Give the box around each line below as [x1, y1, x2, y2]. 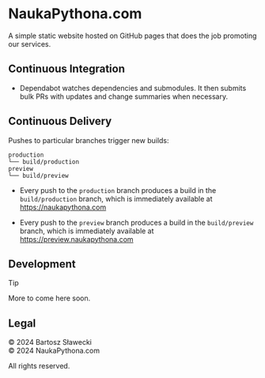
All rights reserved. [8, 361, 70, 371]
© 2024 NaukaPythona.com [8, 346, 100, 356]
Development [8, 257, 77, 270]
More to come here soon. [8, 293, 91, 303]
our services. [8, 39, 51, 48]
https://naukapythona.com [19, 202, 107, 212]
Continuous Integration [8, 62, 125, 76]
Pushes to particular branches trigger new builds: [8, 135, 169, 145]
